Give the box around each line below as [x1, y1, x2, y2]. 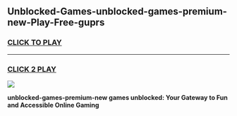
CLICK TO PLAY [7, 38, 62, 48]
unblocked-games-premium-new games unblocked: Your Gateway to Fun [7, 93, 228, 101]
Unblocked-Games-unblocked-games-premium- [7, 6, 228, 18]
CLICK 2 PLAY [7, 64, 56, 74]
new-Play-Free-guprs [7, 17, 105, 29]
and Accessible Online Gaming [7, 101, 99, 109]
